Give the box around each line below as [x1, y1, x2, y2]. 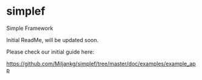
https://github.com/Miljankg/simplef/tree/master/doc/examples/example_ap [6, 60, 196, 67]
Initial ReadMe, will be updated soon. [6, 36, 99, 43]
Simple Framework [6, 24, 54, 32]
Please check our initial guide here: [6, 48, 94, 56]
